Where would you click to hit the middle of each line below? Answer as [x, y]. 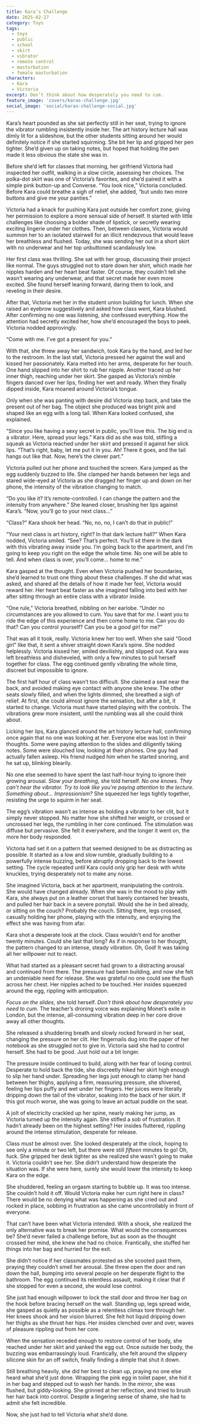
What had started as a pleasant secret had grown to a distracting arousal [95, 965]
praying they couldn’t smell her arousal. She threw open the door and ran [96, 1267]
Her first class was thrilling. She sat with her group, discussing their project [98, 259]
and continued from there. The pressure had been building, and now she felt [100, 971]
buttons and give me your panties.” [49, 198]
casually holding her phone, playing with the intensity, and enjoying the [93, 917]
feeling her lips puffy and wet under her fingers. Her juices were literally [94, 1088]
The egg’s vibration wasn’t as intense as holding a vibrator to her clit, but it [98, 811]
